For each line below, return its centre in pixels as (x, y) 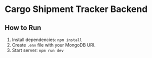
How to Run (23, 28)
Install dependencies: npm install (47, 39)
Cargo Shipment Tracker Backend (76, 9)
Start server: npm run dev (38, 50)
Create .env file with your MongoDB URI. (54, 45)
